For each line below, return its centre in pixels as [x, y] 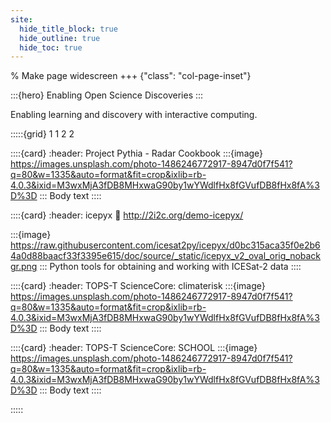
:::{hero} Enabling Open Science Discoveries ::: [107, 95]
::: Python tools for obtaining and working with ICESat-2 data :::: [170, 267]
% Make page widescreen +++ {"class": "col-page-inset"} [131, 76]
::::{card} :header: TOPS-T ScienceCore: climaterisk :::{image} [138, 286]
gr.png [24, 267]
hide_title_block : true [68, 29]
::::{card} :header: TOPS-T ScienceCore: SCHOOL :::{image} [134, 348]
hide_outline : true [60, 38]
